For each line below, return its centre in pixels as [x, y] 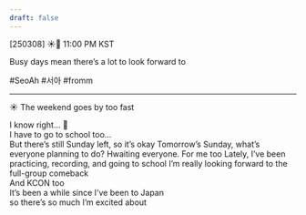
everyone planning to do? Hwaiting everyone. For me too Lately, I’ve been [148, 154]
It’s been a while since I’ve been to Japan [87, 192]
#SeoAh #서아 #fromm [51, 80]
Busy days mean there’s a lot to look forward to [98, 61]
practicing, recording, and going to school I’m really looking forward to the [149, 163]
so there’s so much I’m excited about [78, 202]
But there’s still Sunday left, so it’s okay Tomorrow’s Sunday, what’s [135, 144]
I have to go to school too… [61, 134]
